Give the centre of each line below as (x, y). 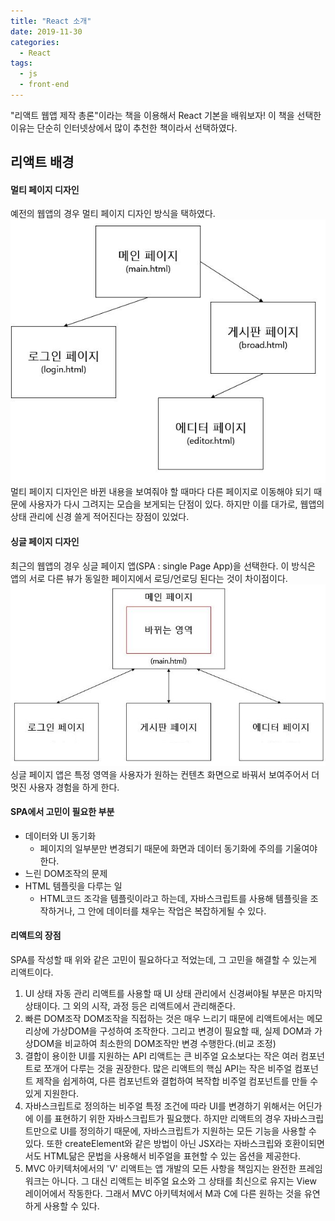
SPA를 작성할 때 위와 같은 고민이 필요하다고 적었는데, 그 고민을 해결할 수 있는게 (163, 960)
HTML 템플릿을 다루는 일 (73, 886)
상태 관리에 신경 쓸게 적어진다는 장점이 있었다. (100, 517)
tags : (21, 63)
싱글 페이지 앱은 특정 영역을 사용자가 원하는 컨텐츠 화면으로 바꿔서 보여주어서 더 (165, 774)
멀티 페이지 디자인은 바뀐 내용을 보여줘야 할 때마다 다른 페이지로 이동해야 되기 (161, 492)
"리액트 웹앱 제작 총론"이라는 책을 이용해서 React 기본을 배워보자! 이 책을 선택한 (166, 115)
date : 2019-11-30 (46, 31)
